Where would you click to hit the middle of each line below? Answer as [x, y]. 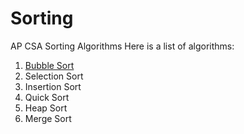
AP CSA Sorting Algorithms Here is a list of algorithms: [122, 46]
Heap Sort [46, 108]
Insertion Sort [53, 86]
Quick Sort [47, 97]
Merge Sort [48, 118]
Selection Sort [54, 76]
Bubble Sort [49, 65]
